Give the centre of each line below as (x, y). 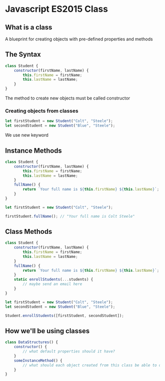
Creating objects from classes (42, 111)
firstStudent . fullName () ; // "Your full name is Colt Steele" (70, 216)
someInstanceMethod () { (38, 360)
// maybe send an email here (53, 284)
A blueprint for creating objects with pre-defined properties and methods (79, 39)
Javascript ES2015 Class (56, 9)
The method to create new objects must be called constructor (68, 98)
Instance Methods (34, 150)
